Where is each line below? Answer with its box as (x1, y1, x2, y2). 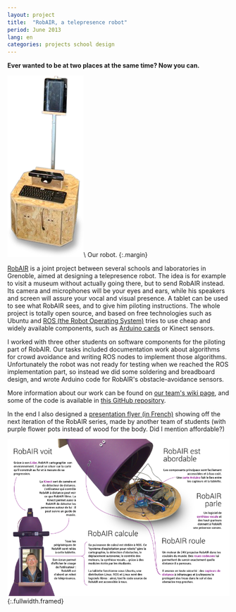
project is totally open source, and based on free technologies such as (7, 309, 212, 318)
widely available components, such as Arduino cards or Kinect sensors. (7, 324, 215, 332)
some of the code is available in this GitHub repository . (7, 396, 166, 405)
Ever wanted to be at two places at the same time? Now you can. (7, 61, 200, 70)
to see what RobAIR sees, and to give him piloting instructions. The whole (7, 301, 221, 310)
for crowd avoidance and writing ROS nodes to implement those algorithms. (7, 353, 228, 361)
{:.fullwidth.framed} (7, 597, 65, 605)
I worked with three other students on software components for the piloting (7, 338, 225, 346)
